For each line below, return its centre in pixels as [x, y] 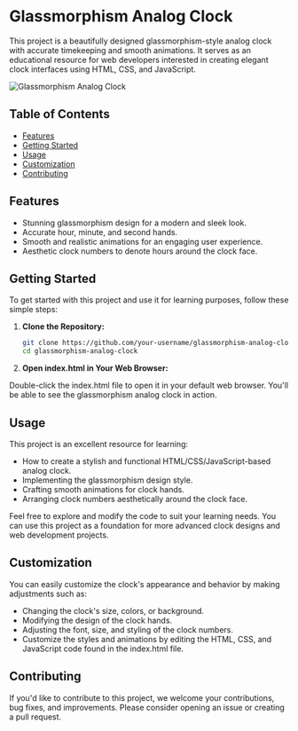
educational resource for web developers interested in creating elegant [139, 59]
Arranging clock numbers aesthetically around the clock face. [135, 499]
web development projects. [59, 535]
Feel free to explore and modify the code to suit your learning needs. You [143, 515]
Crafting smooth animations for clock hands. [103, 489]
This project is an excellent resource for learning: [99, 444]
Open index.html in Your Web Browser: [95, 368]
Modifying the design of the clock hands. [97, 620]
